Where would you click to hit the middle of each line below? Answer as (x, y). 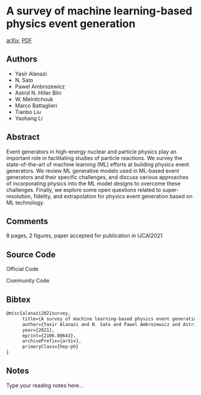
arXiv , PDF (19, 40)
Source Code (31, 254)
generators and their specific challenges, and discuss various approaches (98, 177)
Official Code (22, 269)
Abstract (23, 137)
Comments (27, 221)
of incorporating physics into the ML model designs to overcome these (93, 183)
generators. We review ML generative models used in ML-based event (93, 171)
